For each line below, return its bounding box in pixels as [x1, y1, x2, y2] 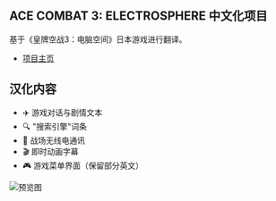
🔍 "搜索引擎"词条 [22, 121, 88, 131]
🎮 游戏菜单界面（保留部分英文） [22, 160, 144, 171]
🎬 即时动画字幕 [22, 146, 79, 156]
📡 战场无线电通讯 [22, 135, 85, 146]
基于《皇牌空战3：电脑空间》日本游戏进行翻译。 [9, 34, 187, 45]
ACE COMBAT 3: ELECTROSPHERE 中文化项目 [9, 8, 268, 24]
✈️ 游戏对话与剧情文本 [22, 106, 103, 118]
